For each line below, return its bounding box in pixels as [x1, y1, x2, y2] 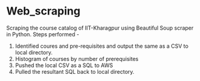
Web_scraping [6, 4, 81, 18]
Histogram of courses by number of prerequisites [15, 55, 139, 62]
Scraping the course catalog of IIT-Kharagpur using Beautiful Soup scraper [6, 24, 194, 31]
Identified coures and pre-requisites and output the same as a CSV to [15, 42, 189, 50]
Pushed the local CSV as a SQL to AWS [15, 62, 113, 69]
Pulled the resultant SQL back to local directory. [15, 68, 135, 75]
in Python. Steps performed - [6, 30, 79, 37]
